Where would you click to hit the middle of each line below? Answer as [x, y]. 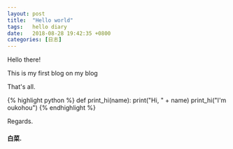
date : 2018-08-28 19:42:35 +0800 [59, 33]
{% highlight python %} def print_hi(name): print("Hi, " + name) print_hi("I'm [117, 100]
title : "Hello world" [40, 20]
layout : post [26, 14]
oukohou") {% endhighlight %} [52, 108]
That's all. [21, 87]
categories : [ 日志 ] [35, 40]
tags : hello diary [37, 27]
